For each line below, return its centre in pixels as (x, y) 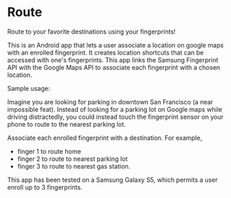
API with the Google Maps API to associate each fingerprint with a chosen (114, 67)
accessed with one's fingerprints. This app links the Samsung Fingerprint (113, 59)
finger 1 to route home (49, 151)
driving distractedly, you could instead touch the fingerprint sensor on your (115, 117)
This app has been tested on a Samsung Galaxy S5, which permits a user (113, 180)
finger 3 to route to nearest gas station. (74, 166)
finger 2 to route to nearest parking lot (72, 159)
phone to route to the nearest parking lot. (66, 124)
